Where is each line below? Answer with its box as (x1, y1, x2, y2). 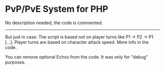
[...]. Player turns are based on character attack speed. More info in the (5, 39, 149, 45)
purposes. (5, 59, 26, 65)
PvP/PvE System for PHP (5, 3, 109, 15)
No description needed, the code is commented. (5, 20, 103, 26)
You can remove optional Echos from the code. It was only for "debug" (5, 54, 148, 60)
